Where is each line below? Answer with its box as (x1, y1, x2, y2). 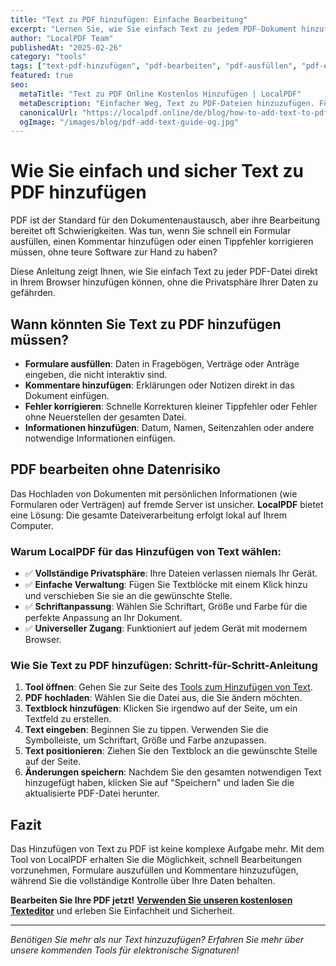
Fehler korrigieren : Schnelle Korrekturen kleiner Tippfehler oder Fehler (24, 401, 318, 412)
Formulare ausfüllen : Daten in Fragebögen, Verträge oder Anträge (24, 358, 300, 370)
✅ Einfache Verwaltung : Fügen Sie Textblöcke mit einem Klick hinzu (24, 579, 308, 591)
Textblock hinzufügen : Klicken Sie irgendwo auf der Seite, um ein (24, 702, 298, 715)
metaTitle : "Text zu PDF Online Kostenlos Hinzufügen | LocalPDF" (19, 89, 302, 99)
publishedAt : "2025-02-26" (10, 42, 123, 53)
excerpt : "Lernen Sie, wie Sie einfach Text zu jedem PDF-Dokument (10, 24, 298, 34)
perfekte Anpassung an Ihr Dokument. (24, 612, 183, 624)
